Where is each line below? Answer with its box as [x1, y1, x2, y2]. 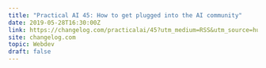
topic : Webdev [8, 41, 55, 48]
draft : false [8, 48, 51, 55]
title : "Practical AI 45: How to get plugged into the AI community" [8, 11, 243, 20]
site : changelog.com [8, 33, 77, 41]
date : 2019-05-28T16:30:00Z [8, 19, 101, 27]
